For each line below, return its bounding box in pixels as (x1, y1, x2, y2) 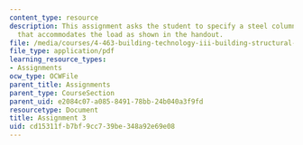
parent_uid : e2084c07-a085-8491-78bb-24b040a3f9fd (9, 96, 204, 106)
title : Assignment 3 (9, 113, 87, 122)
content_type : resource (9, 13, 99, 23)
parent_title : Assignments (9, 80, 111, 89)
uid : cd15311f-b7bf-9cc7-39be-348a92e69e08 (9, 122, 176, 131)
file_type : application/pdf (9, 47, 115, 56)
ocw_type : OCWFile (9, 72, 78, 81)
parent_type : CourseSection (9, 88, 115, 97)
